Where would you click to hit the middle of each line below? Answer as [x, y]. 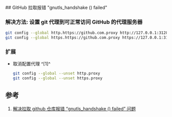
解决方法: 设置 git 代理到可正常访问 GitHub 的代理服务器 [74, 22]
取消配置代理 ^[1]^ [31, 64]
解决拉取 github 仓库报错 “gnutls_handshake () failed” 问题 [74, 108]
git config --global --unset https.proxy [58, 78]
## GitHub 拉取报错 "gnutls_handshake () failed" [56, 7]
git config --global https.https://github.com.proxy [63, 38]
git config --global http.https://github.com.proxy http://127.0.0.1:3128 [87, 33]
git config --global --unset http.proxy [56, 74]
